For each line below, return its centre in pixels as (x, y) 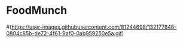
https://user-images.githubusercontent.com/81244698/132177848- (94, 27)
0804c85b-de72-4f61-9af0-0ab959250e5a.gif (64, 33)
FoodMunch (37, 10)
